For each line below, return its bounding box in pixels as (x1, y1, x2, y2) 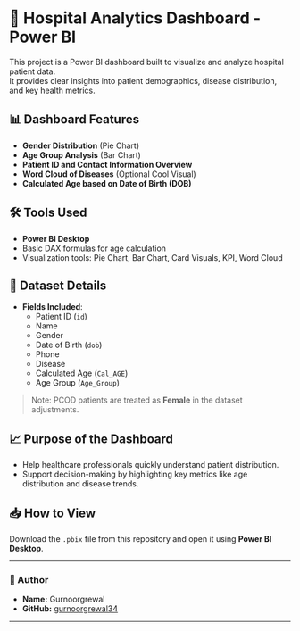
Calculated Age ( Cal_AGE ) (35, 368, 129, 378)
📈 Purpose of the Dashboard (9, 431, 174, 446)
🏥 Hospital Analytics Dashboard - (9, 8, 262, 29)
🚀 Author (9, 573, 49, 585)
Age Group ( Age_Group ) (35, 378, 121, 388)
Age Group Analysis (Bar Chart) (21, 149, 141, 160)
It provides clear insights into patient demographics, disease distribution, (9, 75, 278, 86)
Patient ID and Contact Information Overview (21, 159, 193, 170)
